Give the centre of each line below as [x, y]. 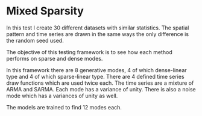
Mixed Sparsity [45, 11]
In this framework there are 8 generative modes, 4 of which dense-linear [96, 70]
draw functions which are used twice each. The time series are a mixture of [100, 83]
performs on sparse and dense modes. [55, 58]
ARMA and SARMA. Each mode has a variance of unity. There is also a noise [101, 89]
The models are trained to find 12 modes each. [64, 107]
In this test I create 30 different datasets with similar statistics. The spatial [98, 28]
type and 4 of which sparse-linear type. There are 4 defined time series [96, 76]
